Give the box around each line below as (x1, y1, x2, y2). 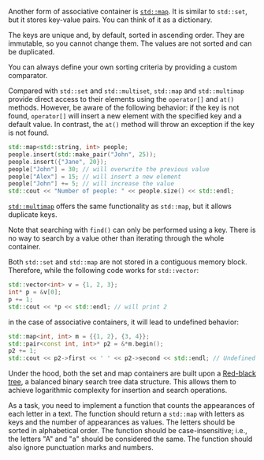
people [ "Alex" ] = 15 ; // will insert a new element (8, 173, 181, 181)
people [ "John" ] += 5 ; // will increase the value (8, 180, 175, 188)
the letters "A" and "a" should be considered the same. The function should (8, 434, 253, 444)
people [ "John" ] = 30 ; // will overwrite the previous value (8, 165, 210, 173)
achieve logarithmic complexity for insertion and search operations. (8, 386, 228, 395)
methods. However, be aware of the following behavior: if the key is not (8, 103, 240, 112)
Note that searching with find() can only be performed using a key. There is (8, 225, 256, 235)
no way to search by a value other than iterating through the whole (8, 234, 225, 243)
